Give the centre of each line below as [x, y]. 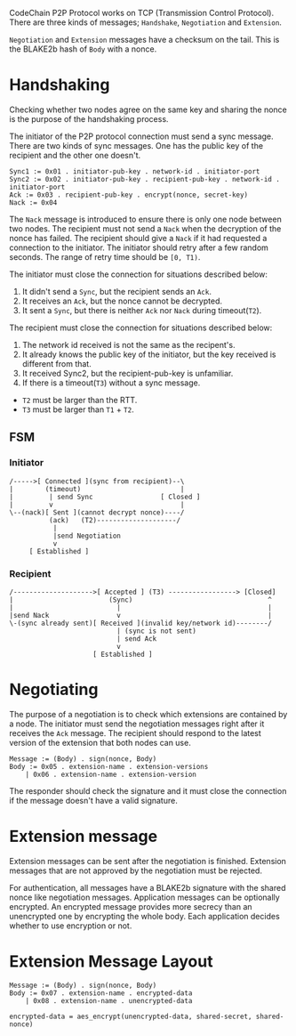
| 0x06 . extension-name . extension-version [111, 774]
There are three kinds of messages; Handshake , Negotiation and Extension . [146, 22]
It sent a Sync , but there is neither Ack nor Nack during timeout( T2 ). [142, 310]
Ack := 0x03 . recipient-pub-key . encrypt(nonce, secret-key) [129, 195]
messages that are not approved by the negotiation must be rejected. [136, 870]
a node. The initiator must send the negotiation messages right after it [137, 724]
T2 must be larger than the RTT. [80, 400]
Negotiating [54, 690]
